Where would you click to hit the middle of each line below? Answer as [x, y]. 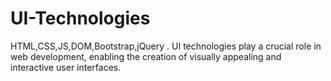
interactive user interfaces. [66, 67]
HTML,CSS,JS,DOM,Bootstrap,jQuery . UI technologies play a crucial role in [166, 46]
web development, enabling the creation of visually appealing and [146, 56]
